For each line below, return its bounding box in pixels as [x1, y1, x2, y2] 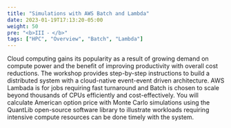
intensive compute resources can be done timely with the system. [7, 113, 194, 121]
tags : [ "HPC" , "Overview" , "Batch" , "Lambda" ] [7, 36, 143, 43]
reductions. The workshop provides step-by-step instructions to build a [7, 70, 210, 78]
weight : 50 [7, 23, 39, 30]
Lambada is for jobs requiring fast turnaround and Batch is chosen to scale [7, 84, 219, 92]
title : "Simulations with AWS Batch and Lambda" [7, 10, 150, 17]
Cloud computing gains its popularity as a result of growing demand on [7, 54, 209, 63]
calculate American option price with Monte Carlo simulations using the [7, 98, 210, 107]
